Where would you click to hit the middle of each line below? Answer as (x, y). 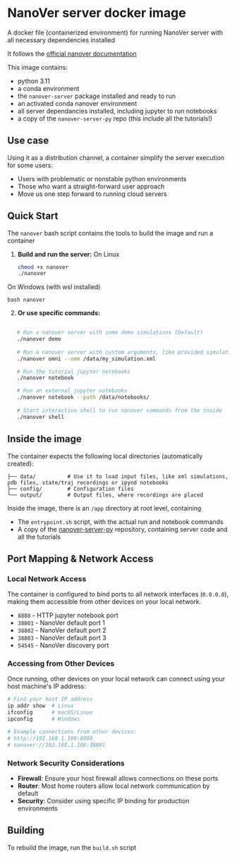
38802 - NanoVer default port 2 (62, 630)
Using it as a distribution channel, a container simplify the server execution (116, 157)
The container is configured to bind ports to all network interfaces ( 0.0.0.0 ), (118, 595)
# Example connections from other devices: (72, 731)
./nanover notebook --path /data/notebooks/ (83, 397)
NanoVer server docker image (97, 13)
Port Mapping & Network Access (80, 559)
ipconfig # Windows (44, 719)
